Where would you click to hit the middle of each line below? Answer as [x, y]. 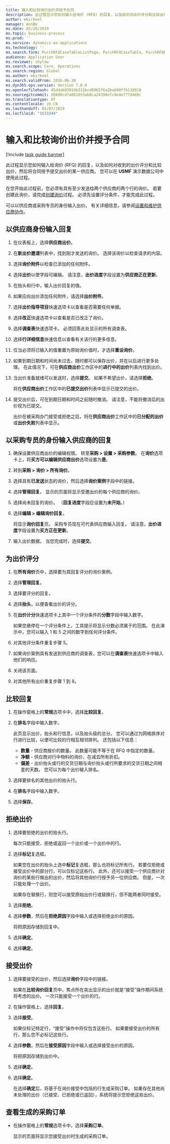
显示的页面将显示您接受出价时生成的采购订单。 [62, 1136]
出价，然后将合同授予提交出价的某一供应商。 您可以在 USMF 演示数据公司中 [85, 171]
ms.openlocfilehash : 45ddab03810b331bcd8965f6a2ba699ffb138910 [74, 90]
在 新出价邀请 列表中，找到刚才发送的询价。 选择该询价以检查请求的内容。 [89, 253]
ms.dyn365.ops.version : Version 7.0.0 [46, 85]
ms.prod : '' [18, 38]
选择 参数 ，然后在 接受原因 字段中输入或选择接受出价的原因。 [75, 1045]
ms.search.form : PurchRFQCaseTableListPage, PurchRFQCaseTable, [75, 52]
